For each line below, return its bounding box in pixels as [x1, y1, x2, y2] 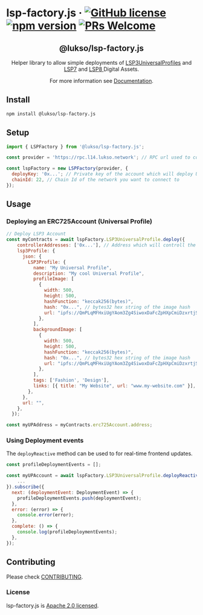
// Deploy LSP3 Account [6, 231, 66, 237]
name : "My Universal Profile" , [33, 265, 112, 271]
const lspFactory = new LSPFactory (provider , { [6, 165, 129, 172]
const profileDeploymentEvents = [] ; [6, 462, 101, 468]
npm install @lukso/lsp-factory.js [6, 111, 96, 117]
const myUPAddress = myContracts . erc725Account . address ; [6, 422, 153, 428]
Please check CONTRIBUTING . [6, 573, 83, 580]
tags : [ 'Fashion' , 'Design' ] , [33, 377, 110, 384]
